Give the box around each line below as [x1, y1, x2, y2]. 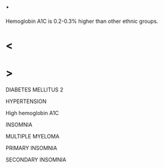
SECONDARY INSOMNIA [5, 156, 67, 163]
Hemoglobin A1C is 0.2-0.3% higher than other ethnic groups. [5, 17, 159, 25]
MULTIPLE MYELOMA [5, 133, 59, 140]
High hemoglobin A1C [5, 110, 59, 117]
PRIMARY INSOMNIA [5, 145, 58, 152]
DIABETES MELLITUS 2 [5, 86, 64, 93]
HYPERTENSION [5, 98, 47, 105]
